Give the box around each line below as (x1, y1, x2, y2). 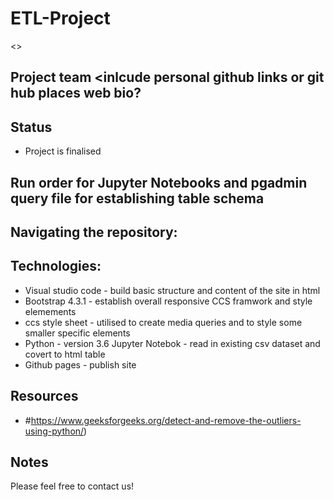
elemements (24, 305, 77, 317)
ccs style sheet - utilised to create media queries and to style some (24, 316, 303, 328)
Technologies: (10, 258, 102, 275)
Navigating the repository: (10, 223, 178, 241)
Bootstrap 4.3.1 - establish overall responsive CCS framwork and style (24, 295, 313, 307)
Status (10, 118, 53, 136)
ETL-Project (10, 7, 111, 30)
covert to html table (24, 348, 106, 360)
